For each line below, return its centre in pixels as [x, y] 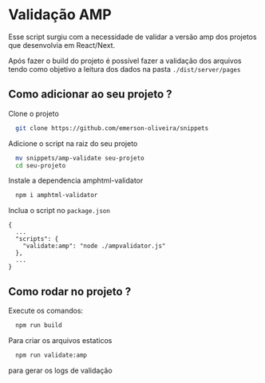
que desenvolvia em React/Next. [62, 45]
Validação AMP [60, 15]
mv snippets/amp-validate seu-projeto [80, 158]
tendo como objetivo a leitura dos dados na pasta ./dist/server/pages [125, 69]
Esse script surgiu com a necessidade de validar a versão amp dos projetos [132, 37]
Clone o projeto [34, 113]
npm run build [39, 326]
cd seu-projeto [41, 165]
